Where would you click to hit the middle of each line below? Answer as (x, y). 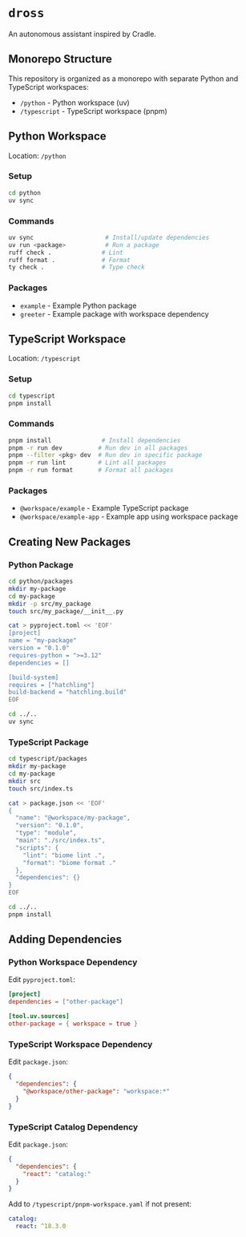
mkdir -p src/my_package (50, 604)
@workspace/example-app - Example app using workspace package (129, 517)
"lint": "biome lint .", (64, 855)
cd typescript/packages (48, 759)
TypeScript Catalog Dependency (73, 1126)
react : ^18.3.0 (41, 1227)
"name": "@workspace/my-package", (73, 818)
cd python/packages (41, 582)
